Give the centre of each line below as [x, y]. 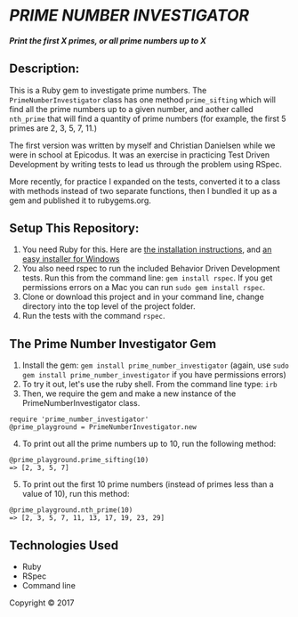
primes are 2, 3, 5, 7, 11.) [53, 128]
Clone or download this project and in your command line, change [143, 297]
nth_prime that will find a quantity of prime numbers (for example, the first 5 [148, 118]
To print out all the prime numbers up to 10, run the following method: [149, 444]
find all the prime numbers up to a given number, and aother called [131, 109]
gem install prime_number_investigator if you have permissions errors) [154, 375]
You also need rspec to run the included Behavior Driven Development [151, 269]
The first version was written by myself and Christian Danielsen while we [142, 145]
